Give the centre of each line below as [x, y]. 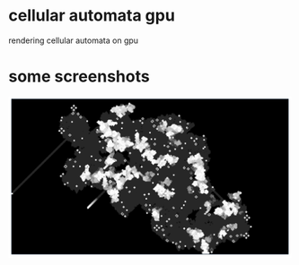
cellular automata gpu [92, 16]
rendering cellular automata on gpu [74, 40]
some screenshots [79, 77]
